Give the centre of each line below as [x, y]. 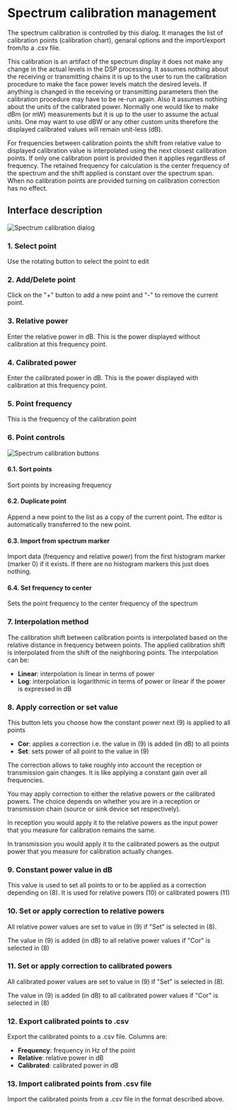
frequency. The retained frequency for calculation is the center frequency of [118, 165]
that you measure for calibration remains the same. [82, 830]
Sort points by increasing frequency [59, 485]
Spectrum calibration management [112, 13]
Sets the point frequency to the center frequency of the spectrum [103, 603]
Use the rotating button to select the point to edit [79, 262]
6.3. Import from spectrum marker [59, 541]
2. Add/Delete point [42, 279]
